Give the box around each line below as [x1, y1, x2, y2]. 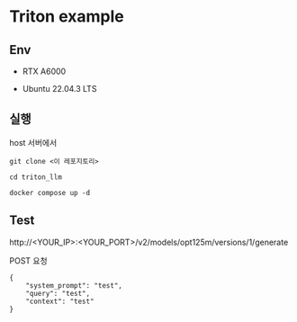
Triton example [9, 6, 124, 27]
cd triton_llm [9, 173, 63, 182]
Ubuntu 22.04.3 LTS [22, 84, 97, 94]
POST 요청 [9, 255, 48, 266]
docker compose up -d [9, 188, 91, 197]
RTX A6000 [22, 66, 67, 76]
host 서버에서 [9, 137, 58, 148]
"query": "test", [25, 289, 91, 298]
